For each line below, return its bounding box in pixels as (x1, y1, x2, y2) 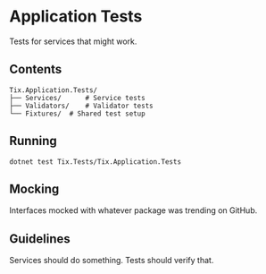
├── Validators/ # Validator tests (9, 101, 154, 110)
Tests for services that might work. (9, 36, 137, 47)
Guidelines (9, 231, 71, 246)
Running (9, 133, 58, 149)
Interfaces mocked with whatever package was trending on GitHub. (9, 205, 258, 216)
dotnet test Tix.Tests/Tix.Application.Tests (9, 157, 181, 167)
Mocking (9, 181, 60, 196)
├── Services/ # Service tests (9, 93, 145, 102)
